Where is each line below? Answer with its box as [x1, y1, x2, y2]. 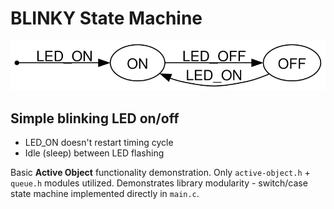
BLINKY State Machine [10, 7, 203, 30]
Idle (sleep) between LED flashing [24, 147, 165, 159]
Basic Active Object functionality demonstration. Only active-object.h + [10, 167, 311, 179]
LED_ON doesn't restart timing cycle [24, 137, 174, 149]
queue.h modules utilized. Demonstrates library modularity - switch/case [10, 177, 308, 189]
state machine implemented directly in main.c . [10, 188, 200, 200]
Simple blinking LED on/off [10, 110, 180, 127]
